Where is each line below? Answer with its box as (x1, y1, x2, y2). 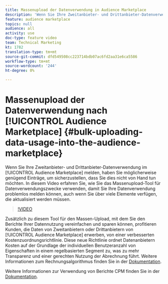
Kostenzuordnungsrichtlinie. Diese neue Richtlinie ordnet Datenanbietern (5, 237, 155, 243)
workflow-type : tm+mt (5, 59, 50, 64)
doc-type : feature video (5, 36, 57, 41)
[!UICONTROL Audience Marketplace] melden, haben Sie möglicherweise (5, 169, 156, 175)
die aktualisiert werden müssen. (5, 196, 71, 202)
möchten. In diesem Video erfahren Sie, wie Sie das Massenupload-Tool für (5, 180, 161, 186)
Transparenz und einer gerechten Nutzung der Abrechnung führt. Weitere (5, 253, 157, 259)
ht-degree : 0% (5, 68, 35, 73)
